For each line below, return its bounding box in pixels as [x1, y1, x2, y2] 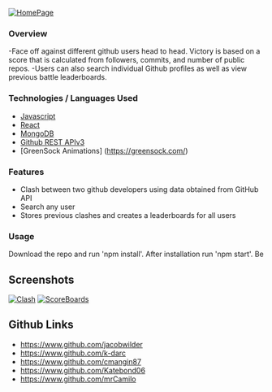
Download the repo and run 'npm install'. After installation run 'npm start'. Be [8, 249, 264, 259]
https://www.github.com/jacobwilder [19, 339, 144, 349]
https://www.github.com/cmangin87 [19, 356, 142, 366]
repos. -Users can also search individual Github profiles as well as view [8, 63, 248, 73]
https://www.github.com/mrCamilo [19, 374, 136, 384]
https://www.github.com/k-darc [19, 348, 127, 358]
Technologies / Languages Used [8, 93, 138, 104]
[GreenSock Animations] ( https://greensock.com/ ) [19, 146, 188, 155]
